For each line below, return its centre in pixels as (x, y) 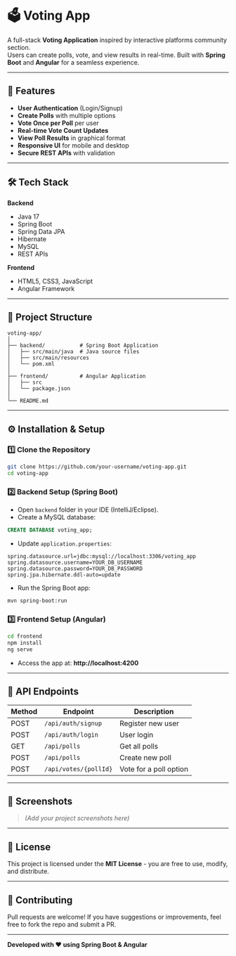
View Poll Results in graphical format (71, 138)
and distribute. (28, 872)
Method (24, 711)
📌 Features (31, 91)
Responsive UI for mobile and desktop (73, 145)
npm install (25, 643)
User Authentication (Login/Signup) (70, 108)
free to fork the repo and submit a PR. (62, 924)
